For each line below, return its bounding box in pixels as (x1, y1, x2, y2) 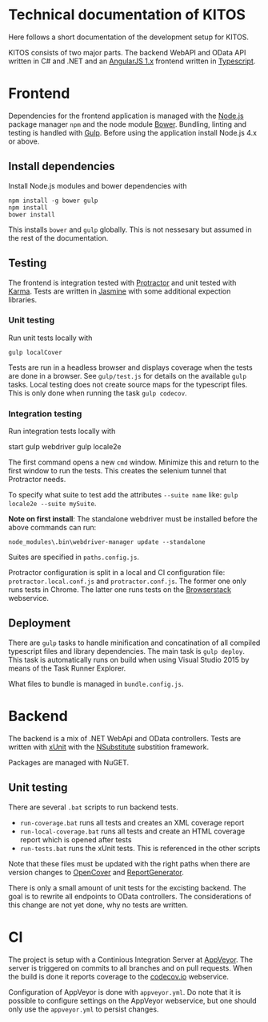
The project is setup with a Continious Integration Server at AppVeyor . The (8, 955, 254, 964)
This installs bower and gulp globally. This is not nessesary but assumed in (8, 225, 252, 234)
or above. (8, 136, 40, 146)
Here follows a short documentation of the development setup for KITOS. (8, 32, 250, 42)
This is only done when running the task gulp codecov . (8, 387, 187, 398)
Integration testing (8, 408, 82, 419)
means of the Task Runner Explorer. (8, 663, 126, 673)
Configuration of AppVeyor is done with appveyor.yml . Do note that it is (8, 987, 242, 996)
